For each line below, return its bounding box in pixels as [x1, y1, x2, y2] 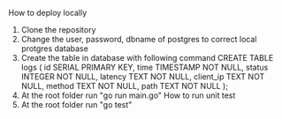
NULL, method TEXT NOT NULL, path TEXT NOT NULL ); [20, 81, 229, 91]
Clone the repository [20, 25, 96, 34]
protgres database [20, 43, 89, 54]
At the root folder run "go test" [20, 100, 133, 109]
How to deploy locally [8, 8, 88, 18]
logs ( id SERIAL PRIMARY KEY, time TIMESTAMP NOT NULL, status [20, 62, 269, 72]
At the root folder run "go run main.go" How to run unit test [20, 90, 236, 100]
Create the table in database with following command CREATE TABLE [20, 53, 274, 63]
